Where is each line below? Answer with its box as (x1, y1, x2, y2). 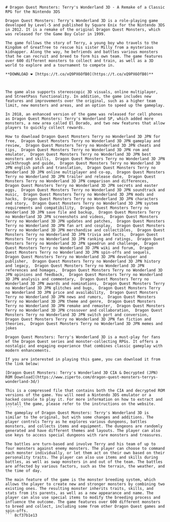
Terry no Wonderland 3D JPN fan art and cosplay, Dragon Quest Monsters (5, 223, 165, 228)
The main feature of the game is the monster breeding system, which (5, 477, 156, 482)
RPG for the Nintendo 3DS (5, 9, 60, 14)
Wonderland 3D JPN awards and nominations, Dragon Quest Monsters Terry (5, 281, 165, 286)
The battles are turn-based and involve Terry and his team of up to (5, 442, 156, 447)
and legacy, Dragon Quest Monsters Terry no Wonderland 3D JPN (5, 263, 145, 268)
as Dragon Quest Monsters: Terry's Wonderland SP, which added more (5, 116, 154, 121)
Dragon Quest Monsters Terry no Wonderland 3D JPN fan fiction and (5, 317, 152, 322)
